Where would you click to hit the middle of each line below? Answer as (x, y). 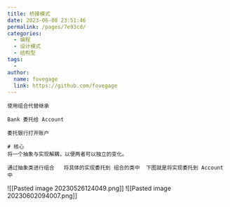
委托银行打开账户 (28, 133)
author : (19, 72)
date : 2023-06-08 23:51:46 (47, 20)
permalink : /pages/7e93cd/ (47, 27)
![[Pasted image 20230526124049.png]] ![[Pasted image (89, 188)
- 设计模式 (27, 46)
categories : (25, 33)
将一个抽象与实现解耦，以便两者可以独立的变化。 (67, 154)
